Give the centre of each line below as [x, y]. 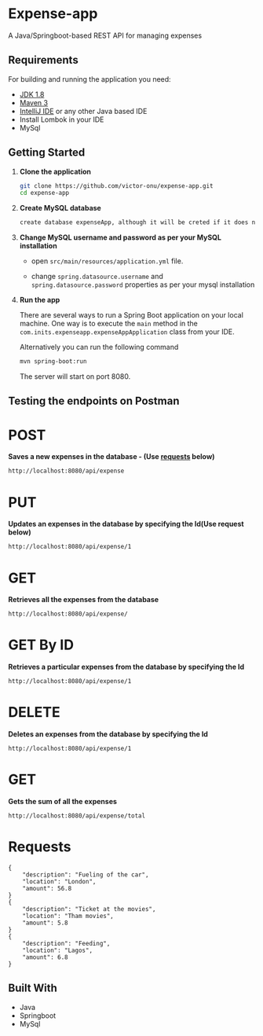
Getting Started [47, 153]
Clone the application [55, 171]
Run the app [40, 300]
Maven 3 [34, 102]
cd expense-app [44, 193]
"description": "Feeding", [66, 944]
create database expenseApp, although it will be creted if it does [134, 222]
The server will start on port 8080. [75, 377]
